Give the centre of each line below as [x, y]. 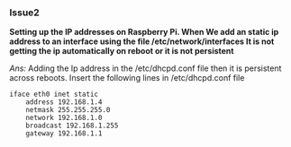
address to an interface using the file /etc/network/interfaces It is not [142, 41]
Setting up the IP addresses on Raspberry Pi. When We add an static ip [144, 32]
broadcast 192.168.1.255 [72, 126]
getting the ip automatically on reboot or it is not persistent [122, 51]
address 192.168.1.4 [64, 102]
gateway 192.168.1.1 [64, 134]
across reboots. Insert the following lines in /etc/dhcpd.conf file [127, 78]
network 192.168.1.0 [64, 118]
